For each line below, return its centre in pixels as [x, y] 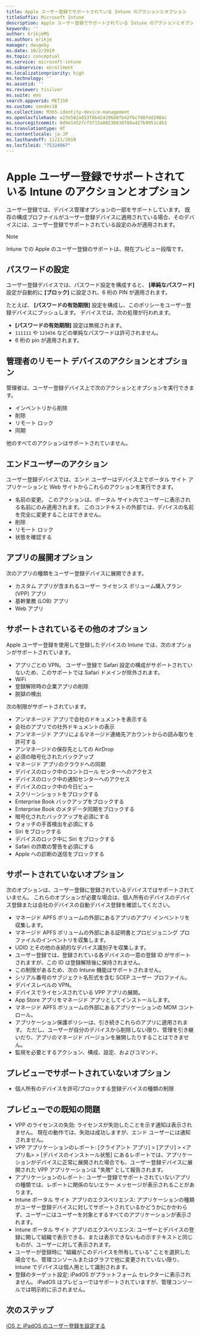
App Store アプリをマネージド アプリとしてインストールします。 [94, 1000]
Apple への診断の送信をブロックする [60, 854]
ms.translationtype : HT [36, 129]
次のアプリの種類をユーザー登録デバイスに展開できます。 [77, 573]
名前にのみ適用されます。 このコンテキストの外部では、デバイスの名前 [107, 507]
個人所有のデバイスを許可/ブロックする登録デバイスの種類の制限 [94, 1089]
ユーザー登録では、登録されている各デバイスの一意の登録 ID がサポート [103, 955]
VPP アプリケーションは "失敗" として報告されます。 [102, 1170]
